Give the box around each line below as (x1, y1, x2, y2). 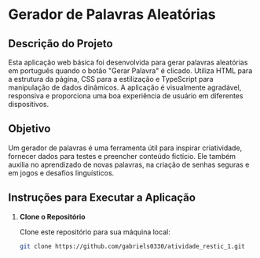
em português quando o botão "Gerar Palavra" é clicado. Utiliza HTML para (8, 66, 253, 76)
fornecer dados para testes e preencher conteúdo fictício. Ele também (8, 151, 236, 160)
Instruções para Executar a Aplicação (8, 191, 196, 205)
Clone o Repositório (19, 212, 86, 221)
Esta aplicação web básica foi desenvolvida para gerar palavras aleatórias (8, 57, 248, 67)
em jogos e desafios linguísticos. (8, 168, 115, 178)
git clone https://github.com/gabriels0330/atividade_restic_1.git (19, 242, 245, 250)
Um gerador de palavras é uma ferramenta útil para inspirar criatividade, (8, 143, 243, 153)
